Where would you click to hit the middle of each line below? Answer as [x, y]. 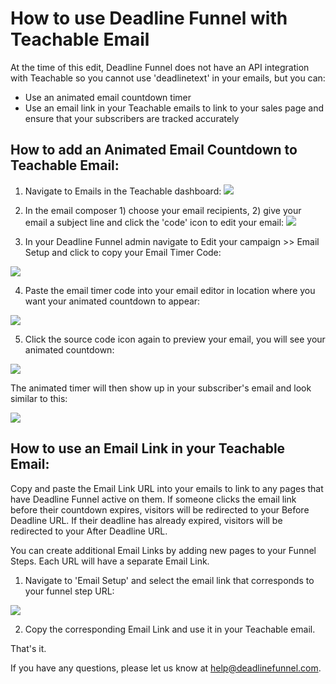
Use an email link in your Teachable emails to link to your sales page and [174, 108]
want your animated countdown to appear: [112, 301]
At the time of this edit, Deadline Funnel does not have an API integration [160, 67]
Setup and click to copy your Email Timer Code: [123, 252]
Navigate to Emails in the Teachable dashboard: [123, 191]
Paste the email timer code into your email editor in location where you [170, 290]
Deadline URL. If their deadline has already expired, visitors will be [146, 520]
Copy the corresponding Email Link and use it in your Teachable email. [170, 629]
